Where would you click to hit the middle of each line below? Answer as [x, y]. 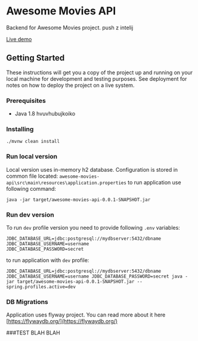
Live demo [19, 39]
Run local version [32, 157]
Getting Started [35, 58]
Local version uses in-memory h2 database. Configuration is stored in [92, 169]
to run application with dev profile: [48, 260]
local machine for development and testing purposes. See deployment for [97, 78]
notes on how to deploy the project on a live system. [70, 85]
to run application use [154, 182]
